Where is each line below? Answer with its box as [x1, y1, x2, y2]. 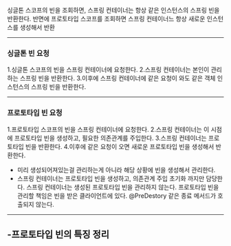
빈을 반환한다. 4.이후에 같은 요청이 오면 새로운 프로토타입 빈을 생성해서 [25, 142, 214, 150]
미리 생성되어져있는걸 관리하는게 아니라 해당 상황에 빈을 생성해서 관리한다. [16, 165, 216, 174]
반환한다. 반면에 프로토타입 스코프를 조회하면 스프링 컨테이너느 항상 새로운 [7, 14, 206, 23]
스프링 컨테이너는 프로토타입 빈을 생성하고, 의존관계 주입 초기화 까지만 [16, 174, 205, 183]
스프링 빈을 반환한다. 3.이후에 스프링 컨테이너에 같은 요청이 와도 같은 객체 [19, 74, 216, 83]
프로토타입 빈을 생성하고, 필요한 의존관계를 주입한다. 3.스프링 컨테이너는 [14, 134, 208, 142]
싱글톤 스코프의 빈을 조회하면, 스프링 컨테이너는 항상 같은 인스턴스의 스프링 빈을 [7, 6, 220, 14]
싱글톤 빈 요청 [7, 48, 50, 58]
